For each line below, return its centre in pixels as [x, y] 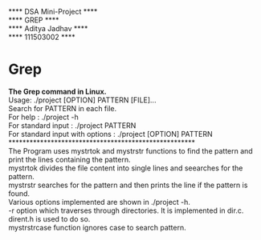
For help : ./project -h [43, 117]
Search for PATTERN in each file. [63, 108]
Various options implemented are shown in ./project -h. [100, 202]
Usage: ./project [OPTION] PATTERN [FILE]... [82, 100]
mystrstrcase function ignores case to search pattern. [97, 227]
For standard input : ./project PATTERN [72, 125]
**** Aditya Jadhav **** [48, 28]
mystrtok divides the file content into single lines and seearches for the [126, 168]
